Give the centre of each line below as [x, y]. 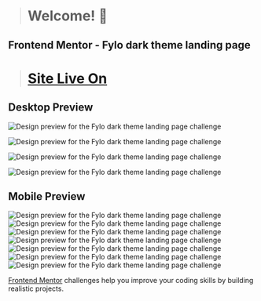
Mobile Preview [47, 196]
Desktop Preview [51, 108]
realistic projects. [36, 288]
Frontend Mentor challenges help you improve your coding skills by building [131, 281]
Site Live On [67, 78]
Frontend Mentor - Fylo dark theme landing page [129, 45]
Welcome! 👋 [68, 16]
